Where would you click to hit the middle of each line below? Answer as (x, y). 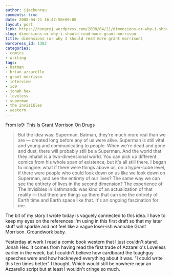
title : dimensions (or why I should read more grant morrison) (74, 39)
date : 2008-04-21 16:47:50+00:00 (41, 19)
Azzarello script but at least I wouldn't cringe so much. (63, 269)
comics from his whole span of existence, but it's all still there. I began (92, 162)
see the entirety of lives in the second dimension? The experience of (90, 184)
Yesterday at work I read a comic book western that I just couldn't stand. (82, 242)
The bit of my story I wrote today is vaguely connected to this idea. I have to (85, 215)
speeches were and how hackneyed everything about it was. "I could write (84, 258)
